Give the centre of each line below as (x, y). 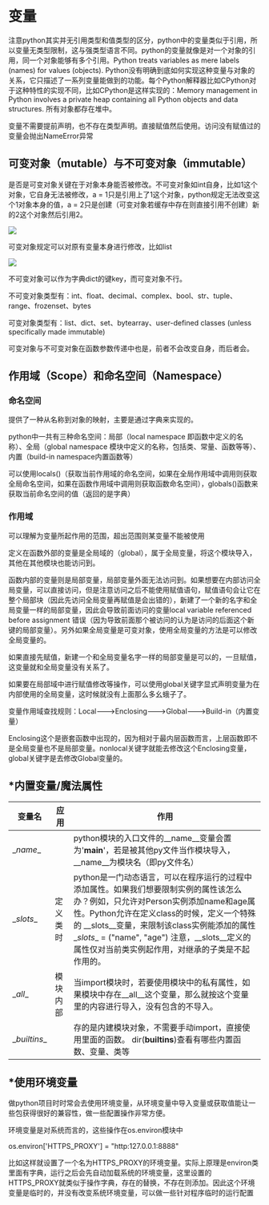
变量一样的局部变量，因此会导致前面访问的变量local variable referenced (133, 609)
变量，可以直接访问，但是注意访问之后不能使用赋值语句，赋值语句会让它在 (138, 589)
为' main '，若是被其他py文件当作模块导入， (154, 850)
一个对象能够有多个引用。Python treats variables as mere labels (134, 60)
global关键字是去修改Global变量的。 (68, 758)
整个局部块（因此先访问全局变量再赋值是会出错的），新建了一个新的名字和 (129, 600)
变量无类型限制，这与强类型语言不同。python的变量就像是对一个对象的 (132, 50)
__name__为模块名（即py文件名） (136, 862)
